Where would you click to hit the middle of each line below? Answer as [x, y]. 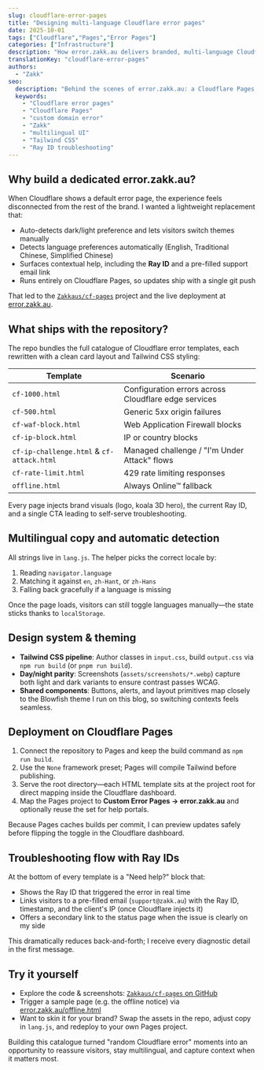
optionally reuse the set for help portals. [84, 810]
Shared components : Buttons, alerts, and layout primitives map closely [135, 690]
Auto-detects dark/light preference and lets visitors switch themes [127, 230]
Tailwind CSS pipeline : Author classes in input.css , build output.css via [136, 657]
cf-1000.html [37, 394]
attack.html [35, 460]
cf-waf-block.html [46, 425]
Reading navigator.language [66, 572]
